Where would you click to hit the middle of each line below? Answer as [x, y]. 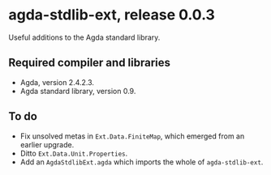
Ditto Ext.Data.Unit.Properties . [74, 153]
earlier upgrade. [47, 144]
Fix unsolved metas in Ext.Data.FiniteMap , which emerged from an [132, 136]
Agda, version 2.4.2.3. [57, 82]
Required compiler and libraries [90, 63]
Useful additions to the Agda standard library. [84, 37]
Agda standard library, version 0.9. [78, 91]
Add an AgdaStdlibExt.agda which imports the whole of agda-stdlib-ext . [142, 162]
